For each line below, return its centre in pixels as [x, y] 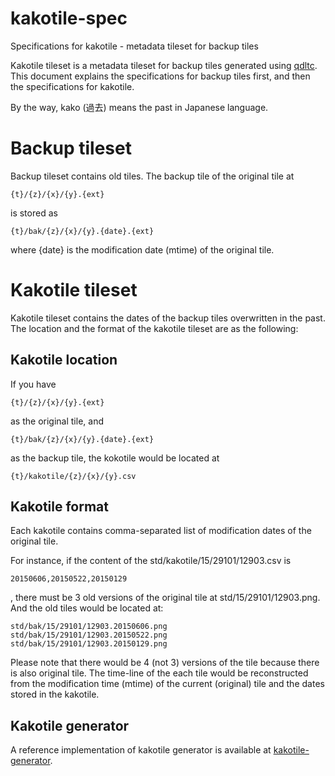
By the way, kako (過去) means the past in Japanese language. [139, 107]
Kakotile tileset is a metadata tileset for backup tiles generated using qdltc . [164, 65]
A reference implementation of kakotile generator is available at [141, 750]
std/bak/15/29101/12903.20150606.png [89, 627]
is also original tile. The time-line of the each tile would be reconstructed [159, 673]
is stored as [34, 213]
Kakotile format [59, 507]
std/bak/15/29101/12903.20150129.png [89, 644]
